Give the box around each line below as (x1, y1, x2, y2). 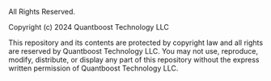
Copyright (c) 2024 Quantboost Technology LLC (8, 22, 170, 31)
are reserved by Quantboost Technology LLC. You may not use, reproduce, (8, 47, 259, 55)
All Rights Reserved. (8, 7, 75, 16)
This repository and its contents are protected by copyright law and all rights (8, 38, 264, 47)
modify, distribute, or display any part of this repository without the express (8, 55, 260, 64)
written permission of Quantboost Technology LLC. (8, 63, 179, 73)
